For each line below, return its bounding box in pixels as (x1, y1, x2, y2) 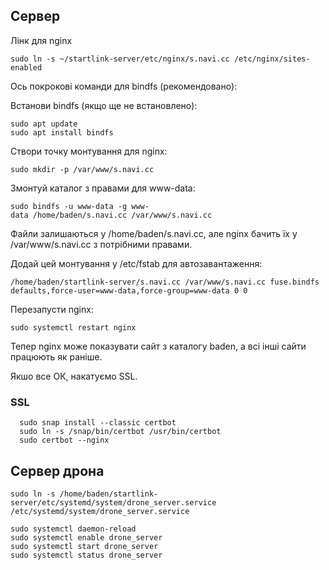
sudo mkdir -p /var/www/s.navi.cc (10, 164, 155, 174)
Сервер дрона (10, 462, 105, 479)
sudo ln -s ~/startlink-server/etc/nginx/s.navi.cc (10, 54, 230, 64)
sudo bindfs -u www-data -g (10, 201, 128, 211)
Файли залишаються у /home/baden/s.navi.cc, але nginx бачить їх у (10, 227, 298, 239)
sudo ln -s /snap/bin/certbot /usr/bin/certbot (19, 427, 222, 437)
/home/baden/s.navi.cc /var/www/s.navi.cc (32, 210, 213, 220)
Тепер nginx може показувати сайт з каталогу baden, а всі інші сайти (10, 340, 307, 352)
